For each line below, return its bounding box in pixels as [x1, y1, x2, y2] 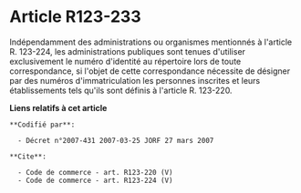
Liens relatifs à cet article [9, 102, 108, 113]
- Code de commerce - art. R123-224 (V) [17, 176, 173, 185]
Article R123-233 [9, 6, 141, 27]
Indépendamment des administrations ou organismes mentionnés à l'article [9, 36, 293, 47]
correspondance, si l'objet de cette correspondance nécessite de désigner [9, 66, 290, 76]
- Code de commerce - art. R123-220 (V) [17, 168, 173, 177]
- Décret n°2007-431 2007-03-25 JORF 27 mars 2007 [17, 136, 214, 145]
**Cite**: [9, 152, 47, 161]
